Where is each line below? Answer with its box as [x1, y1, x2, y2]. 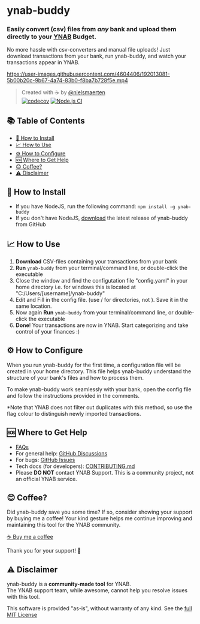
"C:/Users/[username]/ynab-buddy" [15, 289, 105, 297]
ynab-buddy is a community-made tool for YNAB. [7, 580, 131, 588]
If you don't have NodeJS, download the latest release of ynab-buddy [15, 214, 188, 222]
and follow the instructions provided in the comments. [7, 392, 140, 399]
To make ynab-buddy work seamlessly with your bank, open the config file [7, 385, 192, 393]
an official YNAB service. [15, 475, 77, 482]
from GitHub [15, 221, 47, 228]
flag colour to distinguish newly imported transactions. [7, 410, 141, 417]
